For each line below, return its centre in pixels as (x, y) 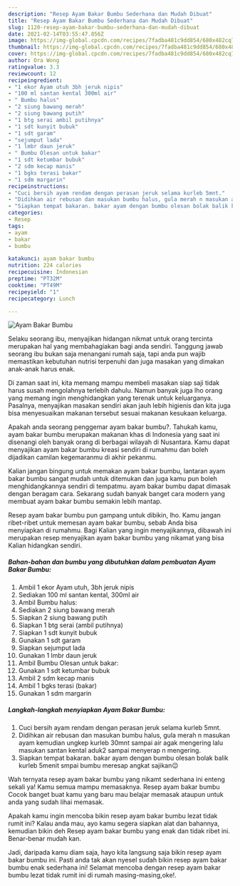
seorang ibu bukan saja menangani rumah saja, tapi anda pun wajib (107, 354)
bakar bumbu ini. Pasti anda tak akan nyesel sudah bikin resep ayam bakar (118, 860)
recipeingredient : (35, 80)
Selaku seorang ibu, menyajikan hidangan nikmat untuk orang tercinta (110, 339)
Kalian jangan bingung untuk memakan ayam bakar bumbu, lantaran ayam (117, 471)
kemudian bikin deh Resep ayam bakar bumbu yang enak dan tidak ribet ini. (119, 831)
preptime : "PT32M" (35, 279)
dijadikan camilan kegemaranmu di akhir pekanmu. (83, 458)
